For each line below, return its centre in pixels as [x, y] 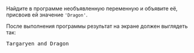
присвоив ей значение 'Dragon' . [47, 15]
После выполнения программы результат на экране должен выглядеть [97, 26]
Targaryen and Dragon [38, 44]
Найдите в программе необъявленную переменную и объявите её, [92, 9]
